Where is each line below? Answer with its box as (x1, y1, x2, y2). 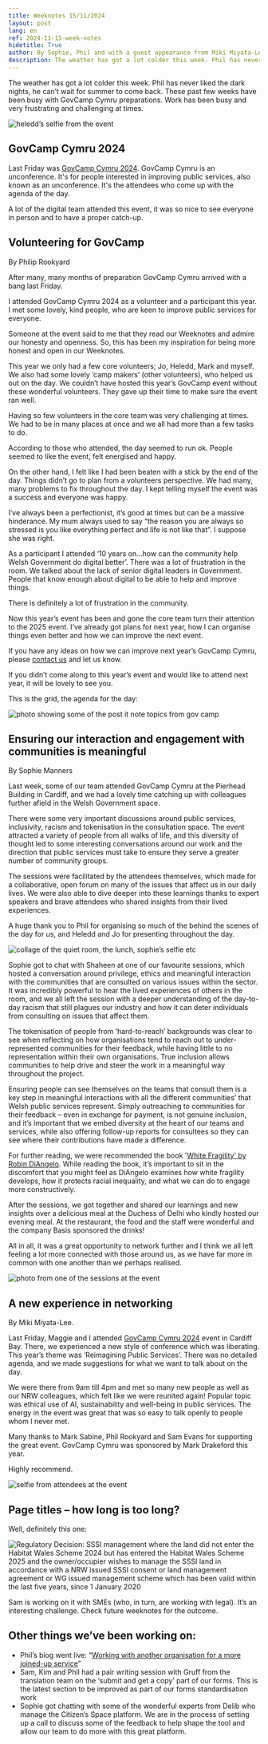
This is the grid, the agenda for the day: (8, 693, 138, 703)
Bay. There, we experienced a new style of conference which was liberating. (8, 1342, 260, 1351)
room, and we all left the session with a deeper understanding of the (8, 994, 233, 1004)
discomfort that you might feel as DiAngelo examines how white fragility (8, 1168, 245, 1178)
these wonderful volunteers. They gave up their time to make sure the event (8, 386, 258, 396)
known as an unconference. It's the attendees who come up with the (8, 180, 234, 190)
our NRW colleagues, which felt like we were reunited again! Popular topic (8, 1391, 251, 1401)
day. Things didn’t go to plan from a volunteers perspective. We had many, (8, 475, 254, 485)
